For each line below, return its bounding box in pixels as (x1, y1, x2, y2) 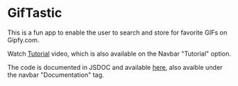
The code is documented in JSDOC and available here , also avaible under (7, 63, 223, 71)
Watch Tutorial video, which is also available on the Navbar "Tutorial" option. (7, 49, 232, 58)
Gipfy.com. (7, 35, 40, 44)
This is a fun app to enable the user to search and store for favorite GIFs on (7, 28, 227, 37)
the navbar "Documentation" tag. (7, 70, 104, 79)
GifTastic (7, 5, 63, 21)
